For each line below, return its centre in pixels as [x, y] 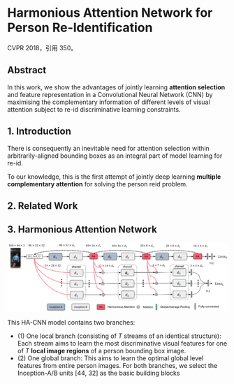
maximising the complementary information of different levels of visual [109, 102]
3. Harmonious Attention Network [82, 229]
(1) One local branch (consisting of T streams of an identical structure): [119, 336]
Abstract [27, 70]
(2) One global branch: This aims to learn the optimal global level [110, 358]
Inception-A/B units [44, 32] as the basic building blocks [98, 373]
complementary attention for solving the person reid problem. [97, 184]
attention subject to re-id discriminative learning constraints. [94, 109]
